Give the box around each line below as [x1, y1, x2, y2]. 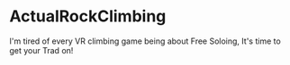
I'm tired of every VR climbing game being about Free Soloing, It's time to [9, 36, 281, 46]
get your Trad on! [9, 45, 74, 55]
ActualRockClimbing [9, 6, 167, 27]
